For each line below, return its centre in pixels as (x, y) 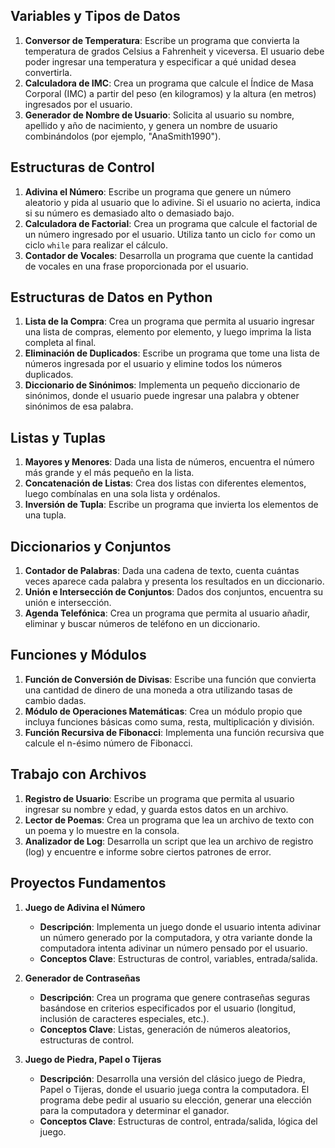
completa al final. (60, 343)
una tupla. (45, 515)
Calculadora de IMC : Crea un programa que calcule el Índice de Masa (169, 83)
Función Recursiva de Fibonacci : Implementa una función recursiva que (174, 732)
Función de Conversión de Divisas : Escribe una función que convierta (170, 679)
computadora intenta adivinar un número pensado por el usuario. (173, 948)
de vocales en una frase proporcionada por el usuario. (136, 266)
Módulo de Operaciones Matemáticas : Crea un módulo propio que (163, 711)
